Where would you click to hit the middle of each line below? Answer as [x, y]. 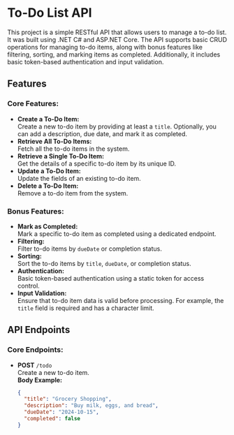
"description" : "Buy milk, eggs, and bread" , [92, 406]
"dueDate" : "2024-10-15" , [61, 412]
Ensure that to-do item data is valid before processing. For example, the [120, 300]
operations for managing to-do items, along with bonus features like [105, 47]
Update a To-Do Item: [49, 171]
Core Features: [33, 104]
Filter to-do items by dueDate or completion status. [89, 249]
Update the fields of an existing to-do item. [79, 178]
